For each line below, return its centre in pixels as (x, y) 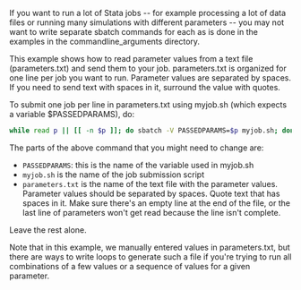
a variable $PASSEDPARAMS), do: (72, 114)
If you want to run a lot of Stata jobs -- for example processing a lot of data (148, 13)
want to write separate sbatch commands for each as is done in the (133, 32)
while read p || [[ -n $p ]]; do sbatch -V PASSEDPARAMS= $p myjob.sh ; (144, 131)
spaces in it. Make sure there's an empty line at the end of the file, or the (156, 203)
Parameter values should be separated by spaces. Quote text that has (151, 193)
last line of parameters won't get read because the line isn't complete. (151, 212)
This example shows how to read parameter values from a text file (131, 59)
